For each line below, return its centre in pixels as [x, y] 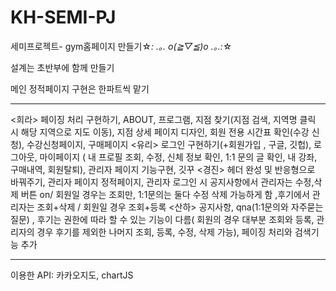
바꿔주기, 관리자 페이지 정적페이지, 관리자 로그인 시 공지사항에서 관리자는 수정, [162, 182]
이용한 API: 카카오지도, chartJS [72, 275]
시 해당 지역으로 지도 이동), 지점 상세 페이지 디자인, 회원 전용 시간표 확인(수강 [160, 132]
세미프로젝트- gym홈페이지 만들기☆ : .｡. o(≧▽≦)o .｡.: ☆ [121, 46]
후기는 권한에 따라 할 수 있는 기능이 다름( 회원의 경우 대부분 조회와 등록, [175, 219]
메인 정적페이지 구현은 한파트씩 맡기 [80, 88]
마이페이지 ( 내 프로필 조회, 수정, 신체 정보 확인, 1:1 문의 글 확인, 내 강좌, [178, 157]
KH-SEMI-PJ [63, 17]
